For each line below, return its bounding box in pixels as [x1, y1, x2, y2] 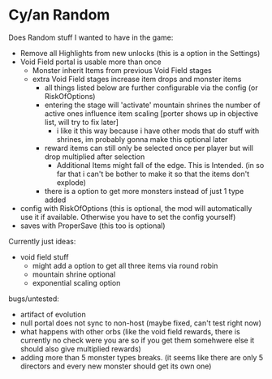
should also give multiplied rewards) [19, 343, 142, 354]
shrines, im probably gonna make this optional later [56, 134, 228, 144]
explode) [56, 177, 87, 187]
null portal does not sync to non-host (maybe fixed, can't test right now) [19, 318, 262, 328]
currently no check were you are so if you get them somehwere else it [19, 335, 255, 345]
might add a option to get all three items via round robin [32, 261, 218, 270]
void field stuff [19, 252, 69, 261]
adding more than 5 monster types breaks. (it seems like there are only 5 [19, 352, 264, 362]
